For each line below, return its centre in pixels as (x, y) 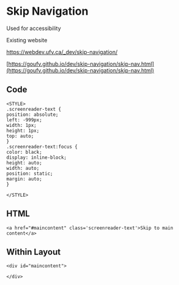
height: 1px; (23, 131)
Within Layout (34, 252)
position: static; (30, 173)
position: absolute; (33, 115)
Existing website (27, 40)
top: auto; (20, 136)
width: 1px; (21, 125)
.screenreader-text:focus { (42, 146)
